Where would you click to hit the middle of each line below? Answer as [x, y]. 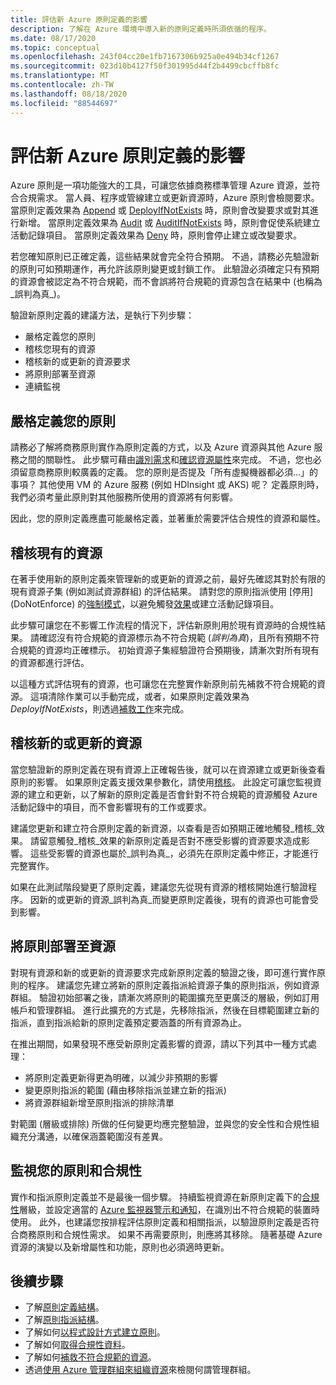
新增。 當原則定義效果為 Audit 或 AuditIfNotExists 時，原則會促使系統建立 [169, 223]
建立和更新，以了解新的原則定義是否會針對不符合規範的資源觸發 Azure [172, 794]
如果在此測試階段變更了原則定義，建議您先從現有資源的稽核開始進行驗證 [159, 887]
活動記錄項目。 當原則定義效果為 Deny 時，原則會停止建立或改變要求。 [156, 235]
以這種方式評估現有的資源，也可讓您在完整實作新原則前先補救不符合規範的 [163, 684]
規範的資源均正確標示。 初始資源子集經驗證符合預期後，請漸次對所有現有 [169, 650]
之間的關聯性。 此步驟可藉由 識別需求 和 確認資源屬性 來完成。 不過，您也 [165, 460]
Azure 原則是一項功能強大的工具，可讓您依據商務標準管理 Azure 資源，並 [161, 185]
